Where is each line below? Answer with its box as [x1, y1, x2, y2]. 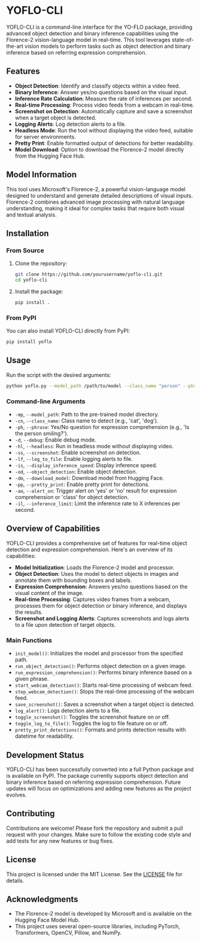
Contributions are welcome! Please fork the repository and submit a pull [6, 825, 184, 832]
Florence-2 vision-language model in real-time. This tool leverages [6, 36, 170, 43]
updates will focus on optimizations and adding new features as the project [6, 784, 191, 792]
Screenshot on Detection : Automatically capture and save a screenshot [14, 107, 193, 114]
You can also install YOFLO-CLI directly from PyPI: [6, 327, 130, 334]
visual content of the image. [14, 589, 84, 596]
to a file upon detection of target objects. [14, 621, 116, 628]
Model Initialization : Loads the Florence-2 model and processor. [14, 564, 175, 571]
